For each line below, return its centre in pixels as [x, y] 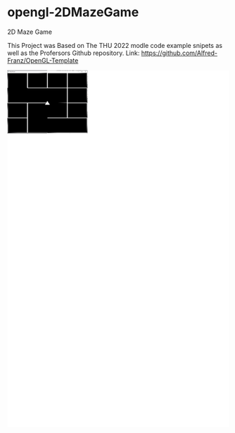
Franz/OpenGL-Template [43, 60]
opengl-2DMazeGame [73, 12]
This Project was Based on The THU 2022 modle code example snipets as [115, 45]
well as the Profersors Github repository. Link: [74, 53]
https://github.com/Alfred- [179, 53]
